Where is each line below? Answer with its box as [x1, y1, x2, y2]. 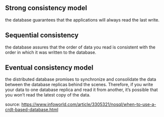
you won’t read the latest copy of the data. [5, 92, 91, 98]
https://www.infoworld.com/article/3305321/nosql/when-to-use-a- [21, 101, 157, 107]
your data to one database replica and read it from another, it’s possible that [5, 87, 158, 93]
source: [5, 101, 21, 107]
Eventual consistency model [5, 64, 94, 72]
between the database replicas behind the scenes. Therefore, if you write [5, 82, 153, 88]
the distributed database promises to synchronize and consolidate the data [5, 76, 157, 82]
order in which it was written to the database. [5, 49, 96, 55]
